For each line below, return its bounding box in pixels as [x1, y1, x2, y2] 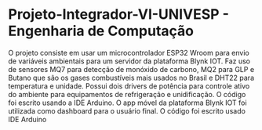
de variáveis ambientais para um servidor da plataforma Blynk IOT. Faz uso [8, 56, 251, 66]
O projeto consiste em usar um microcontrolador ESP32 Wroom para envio [8, 48, 249, 57]
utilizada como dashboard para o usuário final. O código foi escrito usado [8, 106, 246, 115]
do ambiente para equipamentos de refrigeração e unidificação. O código [8, 89, 246, 99]
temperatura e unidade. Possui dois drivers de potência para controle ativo [8, 81, 250, 91]
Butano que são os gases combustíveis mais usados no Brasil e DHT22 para [8, 73, 255, 82]
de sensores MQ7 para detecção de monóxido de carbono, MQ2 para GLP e [8, 64, 255, 74]
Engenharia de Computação [8, 22, 195, 40]
